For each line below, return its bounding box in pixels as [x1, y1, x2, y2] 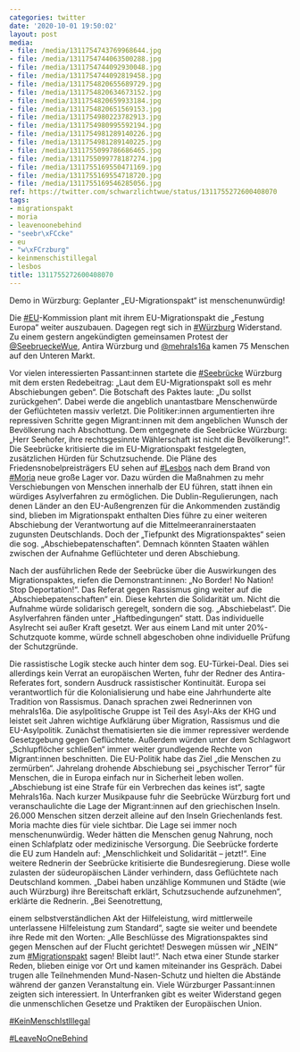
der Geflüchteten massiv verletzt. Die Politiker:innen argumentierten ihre [9, 405, 275, 416]
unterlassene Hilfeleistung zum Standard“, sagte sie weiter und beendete [9, 922, 278, 933]
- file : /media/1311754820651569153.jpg [9, 104, 162, 113]
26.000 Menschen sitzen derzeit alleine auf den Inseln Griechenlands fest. [9, 810, 283, 821]
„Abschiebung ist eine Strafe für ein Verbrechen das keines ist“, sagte [9, 781, 265, 792]
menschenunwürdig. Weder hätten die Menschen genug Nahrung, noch [9, 829, 274, 839]
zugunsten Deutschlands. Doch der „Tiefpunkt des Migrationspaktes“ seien [9, 529, 286, 539]
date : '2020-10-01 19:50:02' [9, 21, 118, 30]
